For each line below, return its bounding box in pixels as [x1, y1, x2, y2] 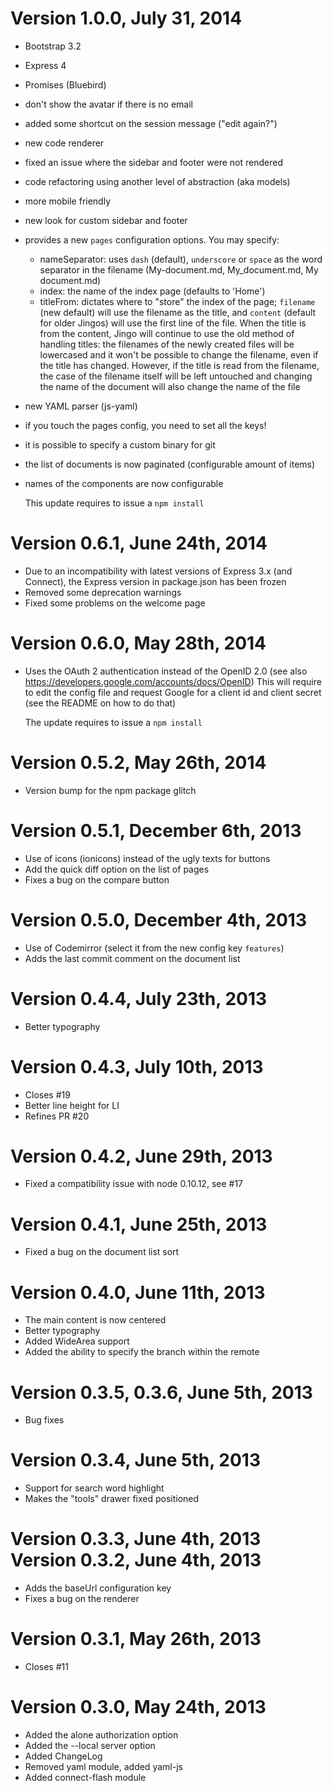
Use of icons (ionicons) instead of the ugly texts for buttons [24, 852, 271, 864]
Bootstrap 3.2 [24, 40, 82, 52]
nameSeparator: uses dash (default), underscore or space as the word [39, 253, 323, 265]
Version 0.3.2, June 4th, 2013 [10, 1549, 262, 1572]
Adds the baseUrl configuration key [24, 1582, 172, 1594]
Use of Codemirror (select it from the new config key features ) [24, 942, 285, 954]
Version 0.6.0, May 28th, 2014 [10, 632, 267, 655]
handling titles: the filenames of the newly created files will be [39, 338, 295, 350]
